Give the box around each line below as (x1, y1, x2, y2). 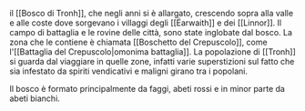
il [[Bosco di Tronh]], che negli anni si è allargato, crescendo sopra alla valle (9, 8, 294, 18)
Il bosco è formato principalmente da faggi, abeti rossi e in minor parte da (9, 84, 285, 94)
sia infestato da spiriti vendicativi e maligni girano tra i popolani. (9, 66, 249, 76)
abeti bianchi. (9, 93, 61, 104)
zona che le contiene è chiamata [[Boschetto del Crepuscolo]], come (9, 36, 268, 47)
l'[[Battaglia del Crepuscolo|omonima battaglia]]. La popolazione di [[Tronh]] (9, 46, 296, 57)
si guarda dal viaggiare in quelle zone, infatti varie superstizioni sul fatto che (9, 56, 295, 66)
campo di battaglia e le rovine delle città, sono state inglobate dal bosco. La (9, 27, 293, 37)
